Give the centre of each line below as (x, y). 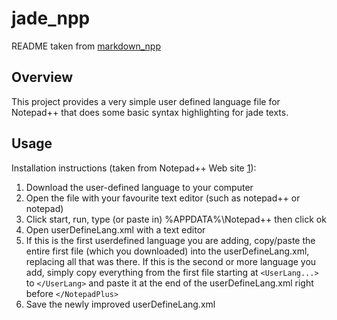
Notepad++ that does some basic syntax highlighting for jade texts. (150, 112)
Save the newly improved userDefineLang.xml (120, 304)
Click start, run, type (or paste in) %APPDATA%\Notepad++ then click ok (176, 219)
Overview (42, 77)
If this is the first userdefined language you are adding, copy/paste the (170, 240)
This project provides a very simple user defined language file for (146, 101)
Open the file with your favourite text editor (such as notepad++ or (163, 198)
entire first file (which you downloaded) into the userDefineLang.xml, (167, 251)
